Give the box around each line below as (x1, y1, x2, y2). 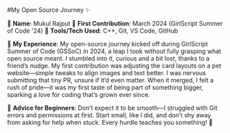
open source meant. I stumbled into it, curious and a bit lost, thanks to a (7, 55, 210, 62)
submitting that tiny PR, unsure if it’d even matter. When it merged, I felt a (7, 76, 214, 84)
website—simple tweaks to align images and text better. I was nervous (7, 69, 206, 77)
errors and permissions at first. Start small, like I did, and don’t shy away (7, 111, 211, 119)
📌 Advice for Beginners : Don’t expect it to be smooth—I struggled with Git (7, 104, 218, 112)
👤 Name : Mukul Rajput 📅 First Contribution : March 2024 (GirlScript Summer (7, 20, 223, 27)
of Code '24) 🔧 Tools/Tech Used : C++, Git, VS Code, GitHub (7, 27, 179, 35)
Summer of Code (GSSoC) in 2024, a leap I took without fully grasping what (7, 47, 222, 55)
